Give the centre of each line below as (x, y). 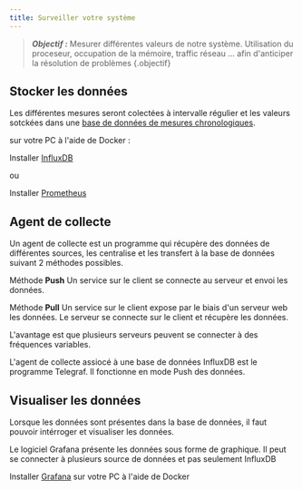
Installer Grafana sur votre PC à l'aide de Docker (100, 476)
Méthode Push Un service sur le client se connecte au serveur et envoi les (149, 280)
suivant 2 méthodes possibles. (67, 263)
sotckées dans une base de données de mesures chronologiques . (132, 122)
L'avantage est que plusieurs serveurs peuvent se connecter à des (134, 335)
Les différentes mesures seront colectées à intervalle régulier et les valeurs (150, 113)
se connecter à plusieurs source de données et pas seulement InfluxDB (143, 459)
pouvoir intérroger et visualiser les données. (92, 432)
